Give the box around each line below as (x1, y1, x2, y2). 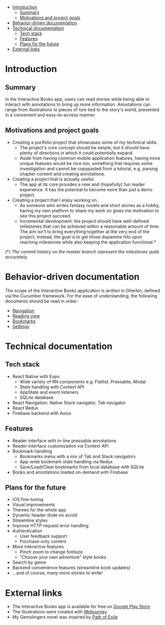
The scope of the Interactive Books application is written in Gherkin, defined (5, 288, 161, 293)
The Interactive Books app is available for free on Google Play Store (12, 604, 150, 610)
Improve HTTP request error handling (12, 523, 89, 529)
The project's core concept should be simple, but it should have (19, 144, 150, 150)
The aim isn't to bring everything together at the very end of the (19, 228, 150, 234)
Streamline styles (12, 517, 48, 523)
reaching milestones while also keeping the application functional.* (19, 239, 157, 245)
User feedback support (19, 533, 67, 539)
